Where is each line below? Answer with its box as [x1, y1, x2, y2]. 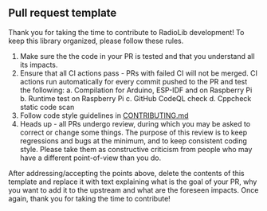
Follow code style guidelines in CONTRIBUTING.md [19, 111, 189, 120]
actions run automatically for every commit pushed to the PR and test [19, 76, 248, 86]
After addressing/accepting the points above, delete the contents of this [8, 168, 245, 178]
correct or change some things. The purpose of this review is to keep [19, 127, 248, 137]
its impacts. [19, 60, 58, 69]
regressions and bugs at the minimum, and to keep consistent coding [19, 135, 247, 146]
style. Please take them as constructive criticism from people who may [19, 144, 253, 154]
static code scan [19, 102, 75, 111]
